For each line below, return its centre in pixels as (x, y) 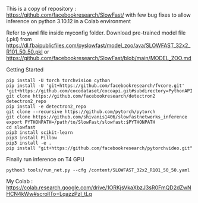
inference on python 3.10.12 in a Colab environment (69, 21)
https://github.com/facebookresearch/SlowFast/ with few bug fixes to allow (99, 15)
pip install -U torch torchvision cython (58, 80)
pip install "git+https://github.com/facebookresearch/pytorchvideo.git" (100, 148)
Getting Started (25, 70)
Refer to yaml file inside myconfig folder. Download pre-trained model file (96, 33)
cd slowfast (21, 127)
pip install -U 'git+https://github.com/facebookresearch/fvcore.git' (95, 86)
